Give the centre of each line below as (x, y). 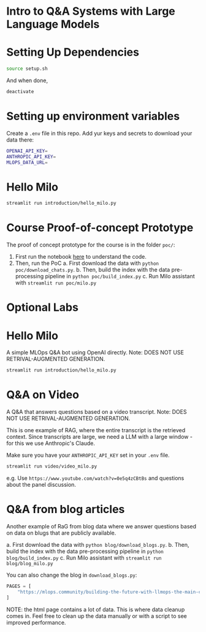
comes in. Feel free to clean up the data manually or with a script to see (97, 616)
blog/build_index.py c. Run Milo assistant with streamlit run (84, 558)
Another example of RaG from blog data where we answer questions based (101, 526)
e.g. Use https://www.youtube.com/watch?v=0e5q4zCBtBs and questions (95, 478)
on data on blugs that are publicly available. (61, 533)
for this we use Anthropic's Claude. (51, 443)
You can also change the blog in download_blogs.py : (72, 575)
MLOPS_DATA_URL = (27, 162)
